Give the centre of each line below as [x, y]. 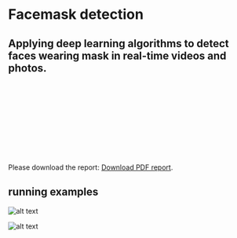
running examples [53, 192]
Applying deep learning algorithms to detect [118, 44]
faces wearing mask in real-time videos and [117, 55]
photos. [27, 68]
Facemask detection [76, 15]
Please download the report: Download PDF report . [91, 167]
